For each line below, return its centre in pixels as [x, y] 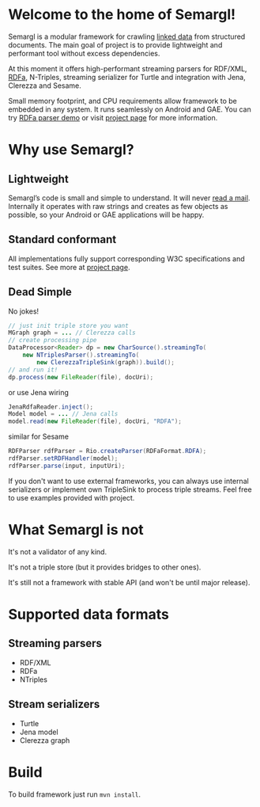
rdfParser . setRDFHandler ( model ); [63, 459]
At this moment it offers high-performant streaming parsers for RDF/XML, [128, 68]
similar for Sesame [39, 436]
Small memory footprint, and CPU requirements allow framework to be [122, 101]
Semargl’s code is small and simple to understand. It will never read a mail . [129, 198]
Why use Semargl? [71, 150]
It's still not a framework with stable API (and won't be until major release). [129, 582]
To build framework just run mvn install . [74, 794]
